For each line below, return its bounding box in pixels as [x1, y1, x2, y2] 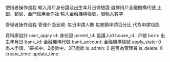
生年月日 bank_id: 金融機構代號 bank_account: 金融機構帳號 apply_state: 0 [5, 39, 161, 45]
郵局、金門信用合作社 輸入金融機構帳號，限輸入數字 [14, 11, 123, 17]
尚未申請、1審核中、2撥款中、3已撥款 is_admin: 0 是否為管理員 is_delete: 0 [5, 45, 163, 51]
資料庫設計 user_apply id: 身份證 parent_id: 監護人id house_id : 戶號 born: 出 [5, 33, 165, 38]
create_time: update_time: [5, 51, 60, 57]
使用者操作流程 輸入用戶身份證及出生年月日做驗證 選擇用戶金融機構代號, [5, 5, 157, 10]
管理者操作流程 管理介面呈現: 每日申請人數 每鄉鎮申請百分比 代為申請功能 [5, 22, 160, 27]
